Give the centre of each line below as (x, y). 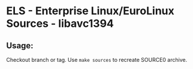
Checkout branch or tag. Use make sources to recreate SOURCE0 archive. (97, 60)
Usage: (20, 46)
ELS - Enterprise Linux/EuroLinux (91, 11)
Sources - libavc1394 (60, 23)
